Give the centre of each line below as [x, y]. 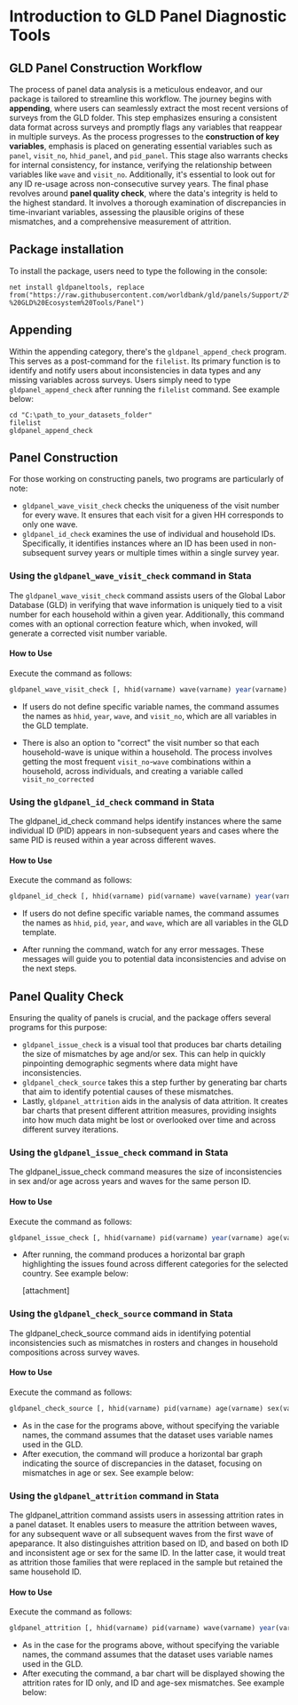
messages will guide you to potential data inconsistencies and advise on [154, 959]
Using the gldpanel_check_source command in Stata [121, 1314]
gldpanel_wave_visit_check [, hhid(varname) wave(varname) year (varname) [149, 689]
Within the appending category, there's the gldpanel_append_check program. [148, 351]
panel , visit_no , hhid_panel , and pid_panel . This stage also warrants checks [149, 156]
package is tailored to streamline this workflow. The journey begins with [141, 99]
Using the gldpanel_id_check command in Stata [112, 802]
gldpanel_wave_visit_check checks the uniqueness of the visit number [151, 506]
